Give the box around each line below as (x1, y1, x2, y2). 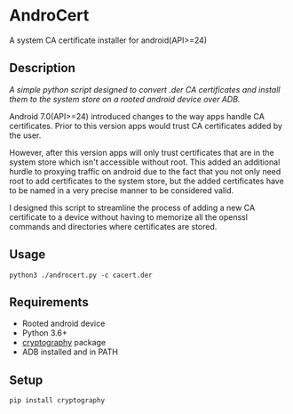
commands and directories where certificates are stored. (9, 221, 218, 231)
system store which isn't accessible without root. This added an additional (9, 157, 281, 167)
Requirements (9, 295, 89, 310)
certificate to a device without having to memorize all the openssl (9, 211, 249, 223)
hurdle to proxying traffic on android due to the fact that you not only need (9, 166, 281, 176)
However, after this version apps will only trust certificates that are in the (9, 147, 274, 158)
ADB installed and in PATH (21, 346, 118, 357)
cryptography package (21, 337, 107, 348)
